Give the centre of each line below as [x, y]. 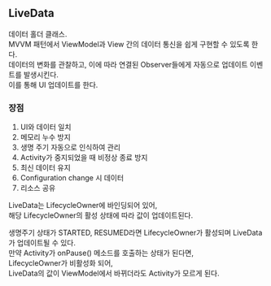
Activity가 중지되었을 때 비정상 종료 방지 [84, 158]
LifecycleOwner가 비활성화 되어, [61, 263]
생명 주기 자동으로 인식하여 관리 [70, 147]
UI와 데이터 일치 [46, 127]
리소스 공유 [38, 188]
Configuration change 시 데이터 [72, 178]
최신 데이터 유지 [45, 168]
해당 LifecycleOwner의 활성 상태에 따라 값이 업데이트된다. [101, 215]
